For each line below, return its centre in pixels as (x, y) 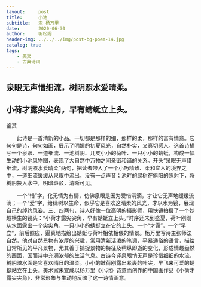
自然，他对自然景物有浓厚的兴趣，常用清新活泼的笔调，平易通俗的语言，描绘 (100, 240)
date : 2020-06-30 (36, 28)
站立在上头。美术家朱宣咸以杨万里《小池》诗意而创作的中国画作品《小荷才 (103, 270)
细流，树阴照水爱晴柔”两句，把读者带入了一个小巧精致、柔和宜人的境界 (94, 167)
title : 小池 (27, 17)
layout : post (28, 12)
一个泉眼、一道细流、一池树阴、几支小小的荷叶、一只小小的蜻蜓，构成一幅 (103, 152)
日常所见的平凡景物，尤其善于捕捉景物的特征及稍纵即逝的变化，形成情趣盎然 (100, 248)
